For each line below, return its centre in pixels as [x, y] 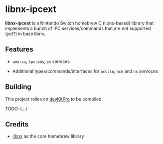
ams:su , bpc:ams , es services [41, 61]
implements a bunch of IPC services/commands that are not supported [78, 28]
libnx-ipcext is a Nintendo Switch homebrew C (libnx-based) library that [80, 23]
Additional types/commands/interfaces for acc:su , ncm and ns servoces [85, 71]
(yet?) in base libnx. [25, 33]
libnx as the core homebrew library [48, 136]
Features [19, 49]
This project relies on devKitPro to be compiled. [54, 99]
